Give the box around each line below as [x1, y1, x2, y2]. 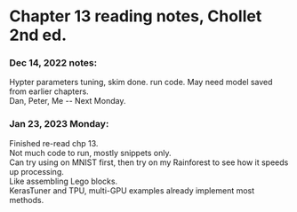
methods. [9, 194, 44, 205]
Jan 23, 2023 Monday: [9, 118, 109, 130]
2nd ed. [9, 25, 68, 45]
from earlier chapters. [9, 86, 89, 97]
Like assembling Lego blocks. [9, 176, 118, 186]
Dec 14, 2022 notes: [9, 57, 98, 69]
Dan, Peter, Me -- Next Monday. [9, 96, 126, 106]
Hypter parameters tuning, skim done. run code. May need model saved [9, 77, 273, 88]
